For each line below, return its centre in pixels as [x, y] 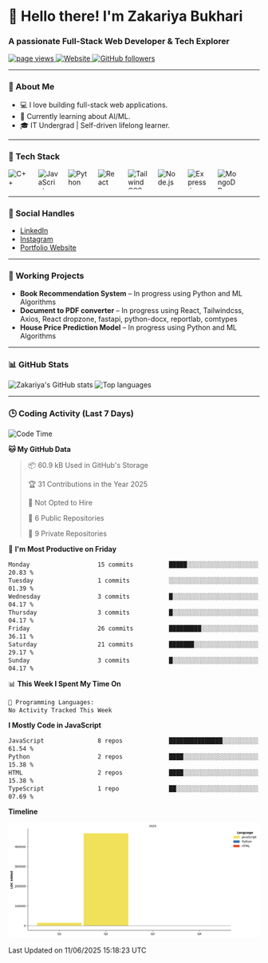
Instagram [36, 240]
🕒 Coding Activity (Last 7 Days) [71, 413]
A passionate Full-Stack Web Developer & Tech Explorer [119, 42]
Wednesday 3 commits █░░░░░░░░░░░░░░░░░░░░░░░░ [134, 597]
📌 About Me [32, 87]
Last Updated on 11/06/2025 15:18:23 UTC [77, 950]
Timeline [23, 812]
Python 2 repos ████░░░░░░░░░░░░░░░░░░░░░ [134, 757]
